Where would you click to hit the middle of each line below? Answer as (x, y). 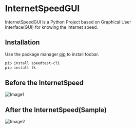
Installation (22, 43)
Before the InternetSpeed (44, 83)
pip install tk (20, 68)
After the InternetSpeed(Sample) (56, 110)
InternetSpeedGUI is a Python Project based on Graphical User (68, 22)
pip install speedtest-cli (32, 63)
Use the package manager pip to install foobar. (52, 54)
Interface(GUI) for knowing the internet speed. (52, 27)
